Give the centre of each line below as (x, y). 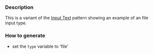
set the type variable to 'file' (40, 46)
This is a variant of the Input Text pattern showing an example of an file (77, 18)
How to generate (25, 36)
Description (19, 7)
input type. (16, 23)
